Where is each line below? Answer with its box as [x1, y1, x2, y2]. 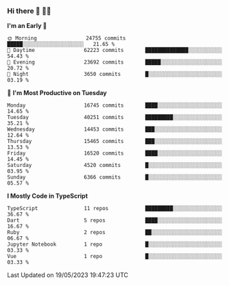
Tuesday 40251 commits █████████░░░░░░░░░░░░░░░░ [7, 114, 223, 121]
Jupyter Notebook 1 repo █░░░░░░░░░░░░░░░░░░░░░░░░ [7, 241, 223, 248]
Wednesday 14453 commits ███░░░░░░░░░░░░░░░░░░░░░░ [7, 126, 223, 133]
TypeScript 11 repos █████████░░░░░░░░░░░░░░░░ [7, 205, 223, 212]
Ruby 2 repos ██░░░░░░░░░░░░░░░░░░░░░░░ [7, 229, 223, 236]
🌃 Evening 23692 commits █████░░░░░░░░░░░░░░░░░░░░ [7, 59, 223, 66]
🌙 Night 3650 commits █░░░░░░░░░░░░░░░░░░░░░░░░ [7, 71, 223, 78]
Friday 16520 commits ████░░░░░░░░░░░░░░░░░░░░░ [7, 150, 223, 157]
